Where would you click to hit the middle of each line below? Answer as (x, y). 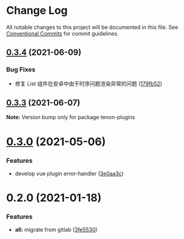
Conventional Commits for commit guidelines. (62, 33)
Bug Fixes (21, 70)
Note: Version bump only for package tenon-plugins (71, 117)
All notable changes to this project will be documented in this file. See (92, 27)
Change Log (37, 11)
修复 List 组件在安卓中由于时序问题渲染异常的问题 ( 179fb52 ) (88, 83)
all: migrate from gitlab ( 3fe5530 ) (56, 230)
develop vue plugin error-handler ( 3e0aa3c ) (69, 173)
